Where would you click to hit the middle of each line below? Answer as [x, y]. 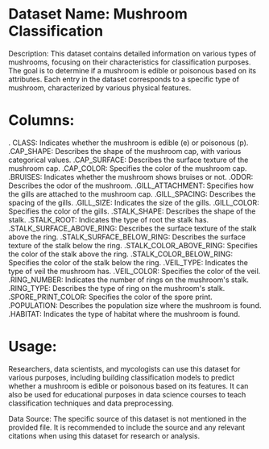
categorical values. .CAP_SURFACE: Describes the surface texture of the [128, 160]
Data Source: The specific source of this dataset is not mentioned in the [128, 418]
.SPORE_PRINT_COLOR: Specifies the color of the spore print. [111, 297]
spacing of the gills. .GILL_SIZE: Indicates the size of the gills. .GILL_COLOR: [134, 202]
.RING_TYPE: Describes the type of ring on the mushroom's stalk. [117, 288]
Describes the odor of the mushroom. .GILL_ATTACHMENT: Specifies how [131, 185]
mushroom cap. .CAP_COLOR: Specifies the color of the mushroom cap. [128, 168]
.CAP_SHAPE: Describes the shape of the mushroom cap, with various [125, 151]
